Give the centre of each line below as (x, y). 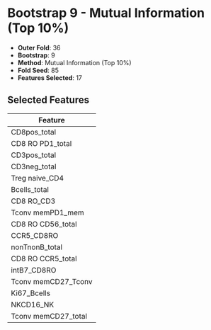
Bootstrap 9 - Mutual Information (106, 13)
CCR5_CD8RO (35, 235)
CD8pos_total (34, 132)
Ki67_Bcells (31, 293)
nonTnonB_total (36, 247)
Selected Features (49, 100)
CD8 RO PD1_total (41, 143)
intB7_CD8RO (34, 270)
